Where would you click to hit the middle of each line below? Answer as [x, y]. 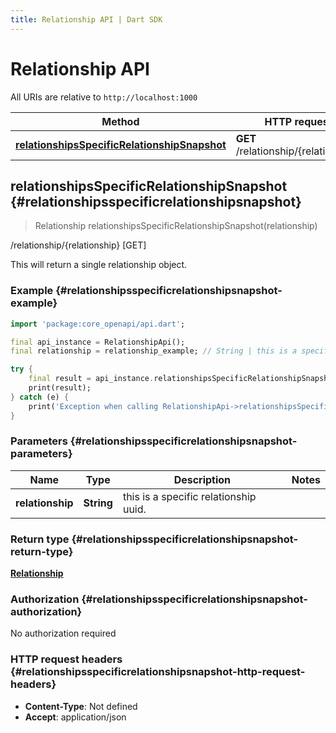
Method [120, 121]
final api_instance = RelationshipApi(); [98, 342]
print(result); [60, 388]
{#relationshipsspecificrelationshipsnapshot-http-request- [158, 672]
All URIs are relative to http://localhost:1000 [104, 97]
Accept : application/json [75, 717]
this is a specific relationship [189, 496]
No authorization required [63, 633]
